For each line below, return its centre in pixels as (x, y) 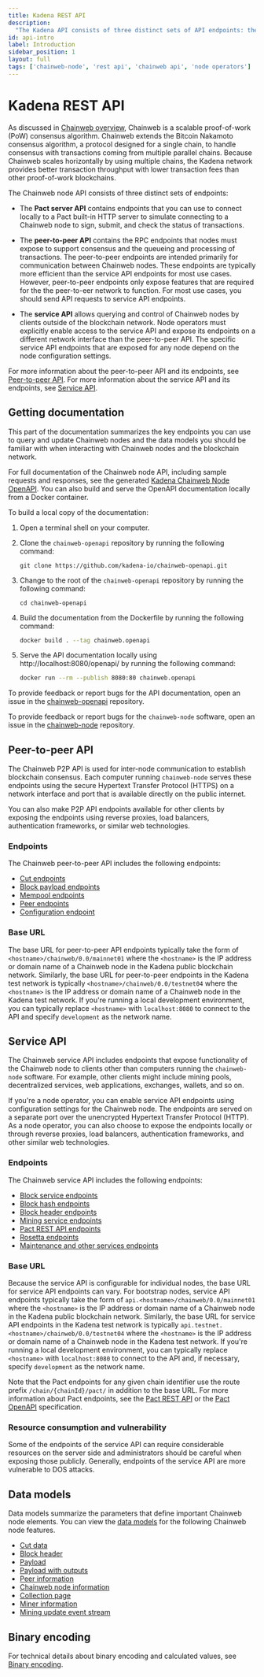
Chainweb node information (64, 1587)
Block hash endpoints (55, 1203)
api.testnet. (202, 1326)
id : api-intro (31, 37)
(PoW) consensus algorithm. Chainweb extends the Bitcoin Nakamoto (121, 135)
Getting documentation (66, 413)
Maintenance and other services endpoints (89, 1246)
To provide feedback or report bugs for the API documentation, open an (125, 693)
